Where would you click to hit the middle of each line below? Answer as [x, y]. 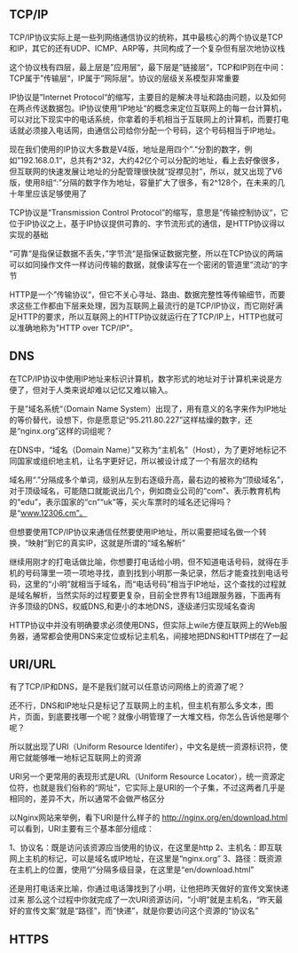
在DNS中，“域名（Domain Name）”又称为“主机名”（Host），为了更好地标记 [144, 449]
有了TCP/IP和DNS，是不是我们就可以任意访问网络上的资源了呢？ [127, 687]
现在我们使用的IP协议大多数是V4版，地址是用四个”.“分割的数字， [127, 149]
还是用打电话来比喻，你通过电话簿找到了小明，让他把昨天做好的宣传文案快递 [149, 889]
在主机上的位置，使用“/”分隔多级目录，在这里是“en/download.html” [132, 870]
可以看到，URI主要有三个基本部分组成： [82, 829]
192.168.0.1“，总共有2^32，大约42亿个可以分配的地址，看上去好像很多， [153, 160]
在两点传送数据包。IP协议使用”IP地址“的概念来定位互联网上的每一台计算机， [148, 108]
